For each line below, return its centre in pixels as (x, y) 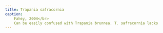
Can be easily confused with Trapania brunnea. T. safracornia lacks (86, 23)
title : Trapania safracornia (35, 9)
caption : (14, 14)
